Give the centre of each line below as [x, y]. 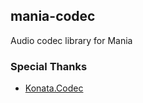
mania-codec [53, 16]
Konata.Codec [54, 88]
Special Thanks [49, 66]
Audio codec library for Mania [71, 40]
